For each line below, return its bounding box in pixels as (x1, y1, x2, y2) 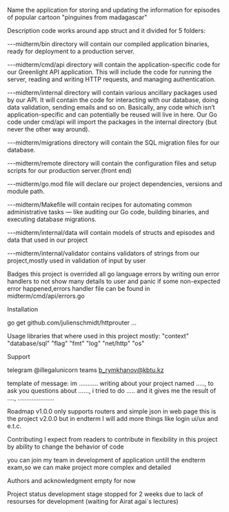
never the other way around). (7, 125, 90, 133)
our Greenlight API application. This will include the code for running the (7, 68, 212, 76)
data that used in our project (7, 236, 88, 244)
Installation (7, 305, 39, 313)
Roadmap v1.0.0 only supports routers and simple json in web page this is (7, 407, 217, 416)
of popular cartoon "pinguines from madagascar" (7, 13, 148, 21)
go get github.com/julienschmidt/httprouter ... (7, 318, 137, 327)
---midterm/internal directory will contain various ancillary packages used (7, 89, 217, 96)
